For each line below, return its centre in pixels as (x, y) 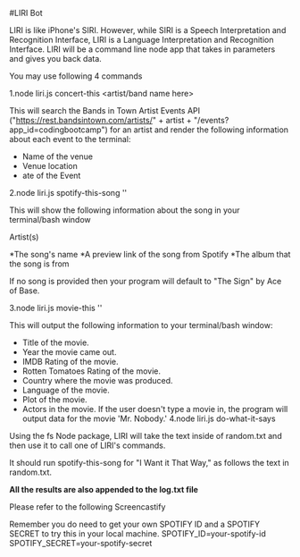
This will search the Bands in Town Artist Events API (105, 110)
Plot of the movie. (54, 400)
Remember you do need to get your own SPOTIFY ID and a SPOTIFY (135, 524)
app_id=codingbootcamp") (59, 130)
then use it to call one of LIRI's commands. (87, 445)
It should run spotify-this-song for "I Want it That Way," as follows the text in (150, 463)
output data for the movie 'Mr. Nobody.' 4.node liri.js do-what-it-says (149, 418)
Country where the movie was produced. (97, 380)
